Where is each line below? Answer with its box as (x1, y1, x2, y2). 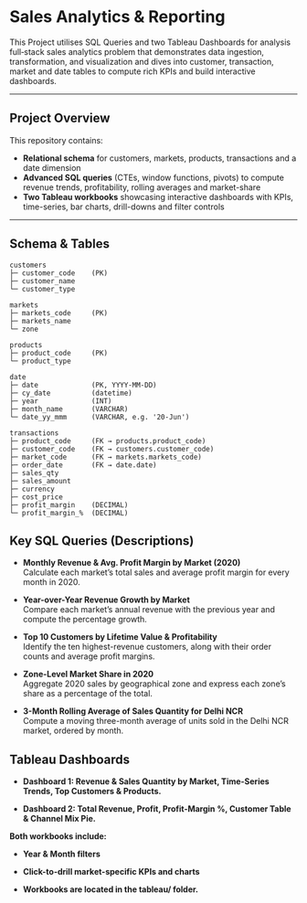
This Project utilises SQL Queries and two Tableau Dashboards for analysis (9, 37, 291, 48)
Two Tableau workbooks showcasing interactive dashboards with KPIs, (22, 191, 294, 202)
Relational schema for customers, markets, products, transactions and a (22, 153, 297, 164)
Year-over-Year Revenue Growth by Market (22, 594, 190, 605)
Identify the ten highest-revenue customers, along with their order (22, 642, 272, 653)
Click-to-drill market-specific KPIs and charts (22, 866, 200, 877)
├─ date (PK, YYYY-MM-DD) (9, 380, 157, 389)
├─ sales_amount (9, 476, 71, 485)
